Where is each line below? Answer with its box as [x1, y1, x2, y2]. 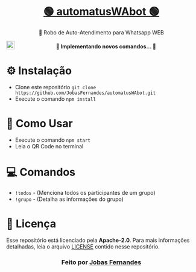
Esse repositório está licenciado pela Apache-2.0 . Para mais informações [6, 236, 190, 244]
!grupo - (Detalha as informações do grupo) [14, 195, 124, 203]
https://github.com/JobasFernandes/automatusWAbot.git [14, 90, 156, 96]
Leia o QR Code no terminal [14, 143, 84, 150]
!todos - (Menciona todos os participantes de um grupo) [14, 189, 156, 197]
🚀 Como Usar [6, 116, 74, 130]
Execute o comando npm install [14, 95, 96, 103]
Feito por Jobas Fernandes [61, 258, 142, 267]
